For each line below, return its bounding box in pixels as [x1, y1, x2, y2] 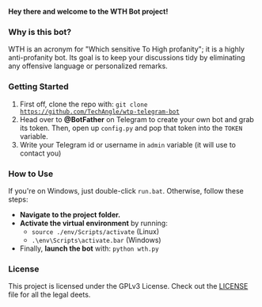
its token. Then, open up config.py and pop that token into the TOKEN [19, 123, 243, 132]
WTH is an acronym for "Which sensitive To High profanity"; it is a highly [8, 44, 245, 54]
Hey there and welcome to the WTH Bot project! [8, 7, 169, 16]
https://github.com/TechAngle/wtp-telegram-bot [19, 107, 180, 116]
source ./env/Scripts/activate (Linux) [31, 226, 160, 236]
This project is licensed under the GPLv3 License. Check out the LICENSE [8, 282, 249, 291]
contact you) [19, 148, 62, 158]
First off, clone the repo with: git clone [19, 99, 148, 109]
